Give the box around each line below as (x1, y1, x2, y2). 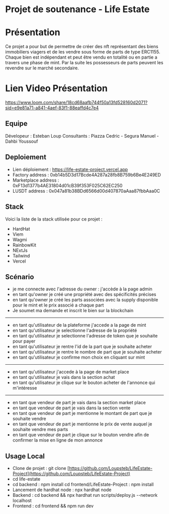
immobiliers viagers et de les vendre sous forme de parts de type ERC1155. (5, 49, 160, 55)
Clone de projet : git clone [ (12, 465, 69, 472)
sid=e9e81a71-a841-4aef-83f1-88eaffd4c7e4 (5, 105, 99, 111)
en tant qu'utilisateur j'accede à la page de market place (12, 369, 129, 375)
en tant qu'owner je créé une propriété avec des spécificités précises (12, 291, 156, 297)
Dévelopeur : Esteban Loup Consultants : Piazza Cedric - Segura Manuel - (5, 133, 159, 139)
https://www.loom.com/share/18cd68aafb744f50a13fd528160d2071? (5, 100, 148, 106)
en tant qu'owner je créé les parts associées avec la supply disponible (12, 297, 158, 303)
